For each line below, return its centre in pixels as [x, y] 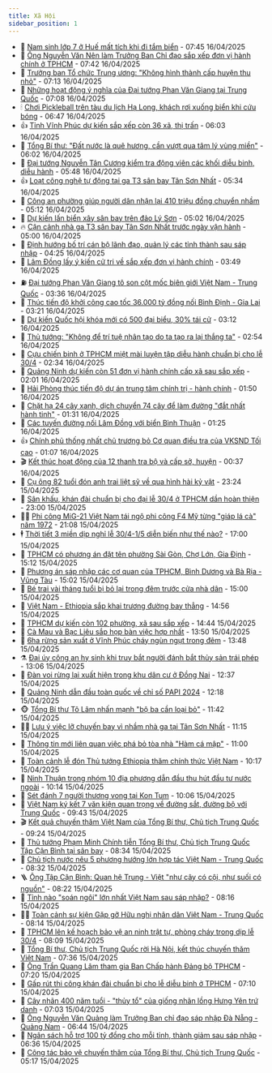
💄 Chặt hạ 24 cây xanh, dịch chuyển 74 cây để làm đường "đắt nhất [132, 406]
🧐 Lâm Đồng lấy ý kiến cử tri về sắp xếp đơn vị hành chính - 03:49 [130, 261]
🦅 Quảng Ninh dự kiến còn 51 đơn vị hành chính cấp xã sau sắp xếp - [135, 371]
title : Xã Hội [32, 16]
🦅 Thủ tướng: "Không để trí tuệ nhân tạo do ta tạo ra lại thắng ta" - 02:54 [141, 337]
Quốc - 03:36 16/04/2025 [63, 294]
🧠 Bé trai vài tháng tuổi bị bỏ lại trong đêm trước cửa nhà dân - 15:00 [134, 588]
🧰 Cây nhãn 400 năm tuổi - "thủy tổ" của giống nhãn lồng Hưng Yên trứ [139, 1000]
